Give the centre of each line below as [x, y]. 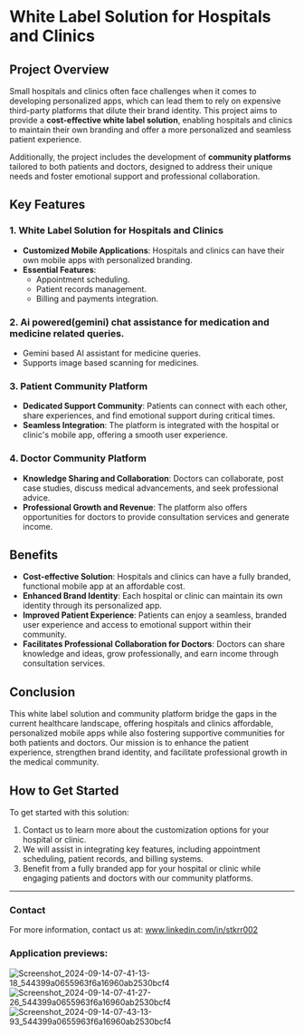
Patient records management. [91, 288]
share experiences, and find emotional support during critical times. [149, 415]
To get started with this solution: [69, 813]
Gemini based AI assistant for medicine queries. [112, 353]
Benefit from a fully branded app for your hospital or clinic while [141, 869]
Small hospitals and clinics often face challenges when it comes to [133, 91]
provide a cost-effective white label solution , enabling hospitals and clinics [151, 120]
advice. [36, 497]
